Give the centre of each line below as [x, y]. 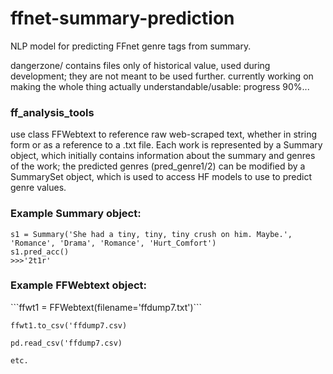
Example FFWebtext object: [79, 285]
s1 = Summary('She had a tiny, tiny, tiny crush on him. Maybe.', [151, 234]
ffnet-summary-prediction [122, 18]
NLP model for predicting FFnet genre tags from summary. [131, 46]
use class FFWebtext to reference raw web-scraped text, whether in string [164, 134]
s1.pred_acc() [40, 252]
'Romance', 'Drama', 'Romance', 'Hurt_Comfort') [113, 243]
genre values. [38, 188]
